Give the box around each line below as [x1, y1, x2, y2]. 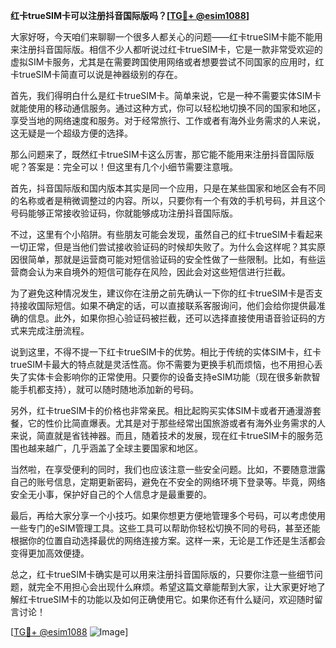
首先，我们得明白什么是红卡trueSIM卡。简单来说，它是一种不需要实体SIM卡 [10, 90, 322, 101]
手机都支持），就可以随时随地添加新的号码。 [18, 384, 199, 395]
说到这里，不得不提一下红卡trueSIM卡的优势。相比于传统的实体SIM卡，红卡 [10, 346, 322, 358]
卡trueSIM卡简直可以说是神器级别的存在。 [10, 69, 183, 80]
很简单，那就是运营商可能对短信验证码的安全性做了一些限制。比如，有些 [18, 254, 317, 265]
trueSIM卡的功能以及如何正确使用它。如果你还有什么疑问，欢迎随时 [36, 594, 315, 605]
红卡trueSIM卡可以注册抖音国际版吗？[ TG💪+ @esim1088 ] [10, 10, 250, 21]
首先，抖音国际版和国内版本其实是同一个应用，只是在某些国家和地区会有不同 [10, 182, 326, 194]
